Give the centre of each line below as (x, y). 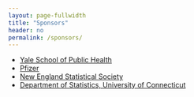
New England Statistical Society (71, 76)
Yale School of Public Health (66, 60)
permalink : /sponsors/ (45, 37)
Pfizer (29, 69)
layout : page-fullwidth (47, 15)
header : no (26, 30)
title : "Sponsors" (38, 23)
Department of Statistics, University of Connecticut (103, 85)
